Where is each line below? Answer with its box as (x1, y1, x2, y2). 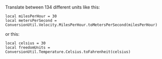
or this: (5, 31, 20, 37)
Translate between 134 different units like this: (5, 4, 100, 10)
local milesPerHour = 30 (5, 14, 57, 19)
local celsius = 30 (5, 41, 46, 46)
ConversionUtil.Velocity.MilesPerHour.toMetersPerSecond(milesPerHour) (5, 22, 157, 27)
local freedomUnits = (5, 45, 50, 50)
